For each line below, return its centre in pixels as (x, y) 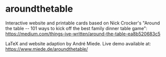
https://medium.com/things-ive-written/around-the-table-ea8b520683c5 (83, 34)
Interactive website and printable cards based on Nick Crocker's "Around (83, 23)
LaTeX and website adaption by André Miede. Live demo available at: (78, 43)
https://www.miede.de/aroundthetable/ (47, 49)
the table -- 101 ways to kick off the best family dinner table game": (76, 28)
